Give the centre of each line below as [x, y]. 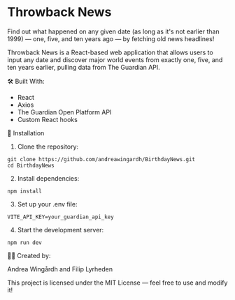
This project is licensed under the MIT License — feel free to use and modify [117, 283]
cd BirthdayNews [31, 165]
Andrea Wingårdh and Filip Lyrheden [60, 269]
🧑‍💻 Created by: [29, 255]
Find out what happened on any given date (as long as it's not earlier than [113, 31]
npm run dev [24, 242]
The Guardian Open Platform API [64, 112]
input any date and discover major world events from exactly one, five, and [115, 59]
